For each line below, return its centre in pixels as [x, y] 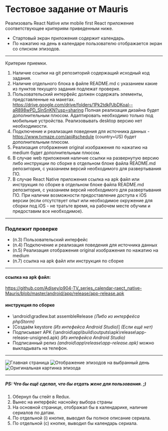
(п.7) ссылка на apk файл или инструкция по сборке [68, 261]
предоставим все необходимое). [48, 211]
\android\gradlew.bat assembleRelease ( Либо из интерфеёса [76, 316]
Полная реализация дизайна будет [122, 110]
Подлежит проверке [31, 229]
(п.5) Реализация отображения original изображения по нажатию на [85, 250]
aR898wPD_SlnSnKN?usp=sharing [48, 110]
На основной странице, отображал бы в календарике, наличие [80, 407]
